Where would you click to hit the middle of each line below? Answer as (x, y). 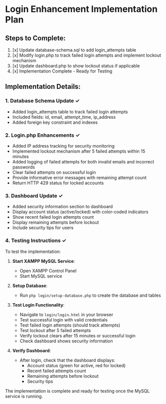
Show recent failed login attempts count (53, 217)
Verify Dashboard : (31, 350)
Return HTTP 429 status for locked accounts (58, 183)
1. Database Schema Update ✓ (43, 101)
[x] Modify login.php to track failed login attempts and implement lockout (87, 55)
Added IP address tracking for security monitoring (63, 146)
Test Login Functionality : (38, 305)
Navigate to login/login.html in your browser (66, 315)
